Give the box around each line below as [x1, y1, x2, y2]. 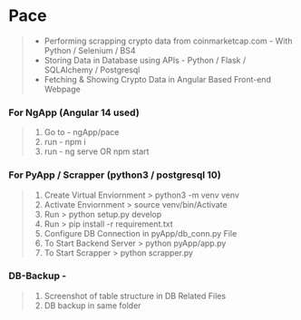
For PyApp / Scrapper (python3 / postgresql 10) [8, 169, 221, 181]
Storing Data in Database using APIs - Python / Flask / [44, 54, 247, 65]
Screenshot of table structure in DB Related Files [44, 290, 227, 301]
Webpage [44, 83, 81, 94]
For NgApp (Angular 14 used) [8, 106, 140, 119]
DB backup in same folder [44, 300, 141, 311]
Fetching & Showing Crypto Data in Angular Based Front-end [44, 73, 271, 84]
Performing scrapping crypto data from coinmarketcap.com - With [44, 35, 293, 46]
